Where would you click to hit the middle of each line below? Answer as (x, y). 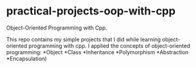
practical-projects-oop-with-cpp (91, 11)
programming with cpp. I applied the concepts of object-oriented (109, 46)
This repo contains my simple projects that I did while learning (84, 39)
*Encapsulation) (27, 58)
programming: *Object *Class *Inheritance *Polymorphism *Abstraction (97, 52)
